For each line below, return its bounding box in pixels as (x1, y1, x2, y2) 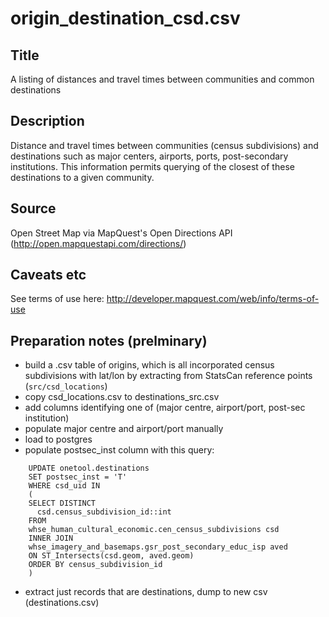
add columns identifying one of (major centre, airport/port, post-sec (24, 402, 306, 414)
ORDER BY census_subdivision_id (28, 560, 163, 570)
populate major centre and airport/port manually (24, 423, 224, 435)
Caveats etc (10, 267, 87, 284)
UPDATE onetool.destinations (28, 463, 150, 474)
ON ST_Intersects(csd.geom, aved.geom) (28, 551, 195, 561)
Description (10, 113, 85, 130)
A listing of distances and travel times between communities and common (10, 73, 315, 85)
